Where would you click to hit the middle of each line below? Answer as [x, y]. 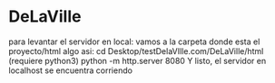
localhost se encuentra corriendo [71, 70]
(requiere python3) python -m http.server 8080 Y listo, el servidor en [137, 60]
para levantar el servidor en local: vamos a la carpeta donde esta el [134, 41]
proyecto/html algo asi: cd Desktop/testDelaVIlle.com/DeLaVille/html [136, 51]
